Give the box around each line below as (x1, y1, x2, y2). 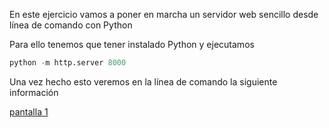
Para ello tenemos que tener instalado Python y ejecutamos (9, 39, 255, 50)
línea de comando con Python (9, 19, 133, 31)
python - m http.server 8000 (9, 58, 127, 68)
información (9, 86, 59, 98)
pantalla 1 (9, 105, 49, 118)
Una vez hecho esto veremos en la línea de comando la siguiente (9, 75, 278, 88)
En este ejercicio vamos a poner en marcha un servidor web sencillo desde (9, 9, 319, 20)
